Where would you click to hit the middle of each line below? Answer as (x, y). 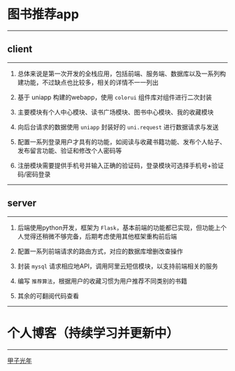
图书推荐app (43, 14)
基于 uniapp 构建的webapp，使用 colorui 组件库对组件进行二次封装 (114, 97)
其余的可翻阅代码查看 (48, 295)
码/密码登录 (34, 174)
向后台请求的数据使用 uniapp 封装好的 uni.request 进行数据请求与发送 (118, 127)
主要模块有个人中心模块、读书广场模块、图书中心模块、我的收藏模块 (115, 112)
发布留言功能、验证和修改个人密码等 (70, 150)
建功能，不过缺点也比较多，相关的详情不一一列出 (88, 82)
